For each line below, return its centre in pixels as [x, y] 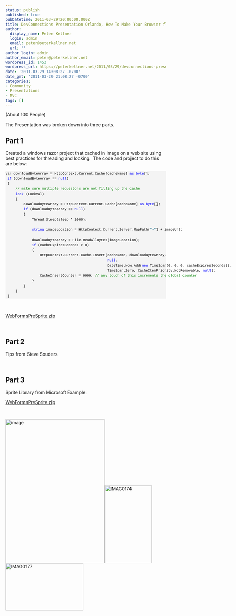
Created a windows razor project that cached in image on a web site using [83, 153]
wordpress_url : [21, 67]
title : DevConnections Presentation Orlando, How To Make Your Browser [83, 24]
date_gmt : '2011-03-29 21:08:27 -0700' [48, 77]
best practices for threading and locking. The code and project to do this [82, 158]
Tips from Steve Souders [31, 354]
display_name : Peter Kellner [41, 34]
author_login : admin [27, 53]
